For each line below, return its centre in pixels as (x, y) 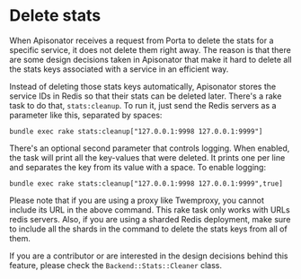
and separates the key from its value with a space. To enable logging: (138, 167)
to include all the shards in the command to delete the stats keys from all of (148, 229)
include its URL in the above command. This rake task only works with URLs (150, 209)
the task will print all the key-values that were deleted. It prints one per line (147, 157)
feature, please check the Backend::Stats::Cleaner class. (116, 265)
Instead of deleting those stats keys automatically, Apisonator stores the (143, 86)
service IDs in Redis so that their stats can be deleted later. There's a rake (146, 96)
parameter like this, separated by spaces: (86, 115)
